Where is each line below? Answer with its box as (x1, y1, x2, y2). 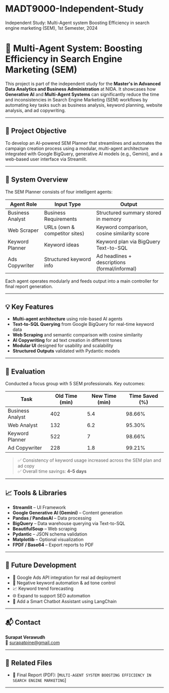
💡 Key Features (5, 302, 54, 311)
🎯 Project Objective (5, 127, 67, 135)
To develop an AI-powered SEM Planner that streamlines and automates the (5, 140, 162, 146)
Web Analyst (8, 422, 38, 429)
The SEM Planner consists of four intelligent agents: (5, 189, 113, 195)
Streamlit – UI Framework (12, 504, 66, 510)
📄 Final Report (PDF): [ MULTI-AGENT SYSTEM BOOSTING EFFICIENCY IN (12, 672, 152, 678)
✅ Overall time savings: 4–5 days (17, 468, 87, 474)
